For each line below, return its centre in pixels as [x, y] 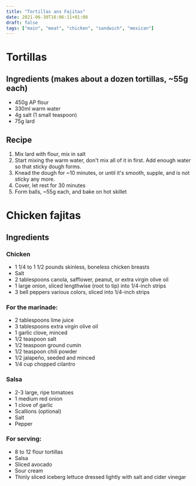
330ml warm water [37, 109]
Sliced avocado [33, 464]
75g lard [25, 121]
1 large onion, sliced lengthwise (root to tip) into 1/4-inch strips [90, 286]
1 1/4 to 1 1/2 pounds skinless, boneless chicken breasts [82, 267]
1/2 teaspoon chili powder [46, 351]
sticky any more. [35, 179]
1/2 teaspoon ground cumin [48, 345]
